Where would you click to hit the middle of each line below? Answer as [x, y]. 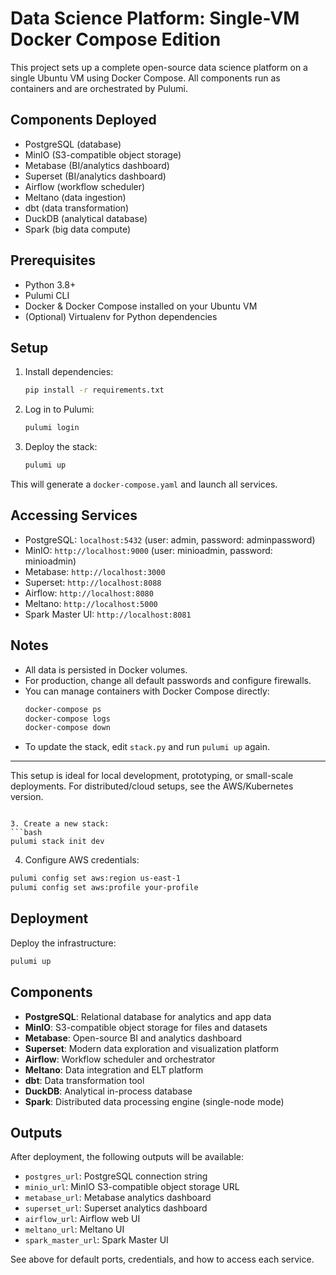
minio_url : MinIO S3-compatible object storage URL [132, 1187]
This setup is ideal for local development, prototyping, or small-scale [152, 776]
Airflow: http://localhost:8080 [89, 593]
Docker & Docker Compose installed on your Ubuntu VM [141, 306]
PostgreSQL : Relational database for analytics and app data [148, 1016]
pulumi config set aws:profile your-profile [104, 888]
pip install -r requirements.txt [94, 390]
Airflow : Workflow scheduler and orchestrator [120, 1059]
